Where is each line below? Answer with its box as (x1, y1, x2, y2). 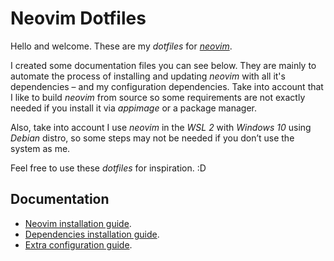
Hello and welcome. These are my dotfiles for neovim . (10, 40, 233, 52)
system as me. (10, 142, 71, 154)
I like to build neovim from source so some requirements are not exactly (10, 91, 306, 103)
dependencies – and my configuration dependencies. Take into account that (10, 80, 324, 92)
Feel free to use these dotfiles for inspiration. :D (10, 162, 207, 174)
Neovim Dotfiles (10, 7, 147, 30)
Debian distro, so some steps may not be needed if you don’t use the (10, 132, 295, 144)
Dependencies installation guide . (24, 228, 160, 240)
